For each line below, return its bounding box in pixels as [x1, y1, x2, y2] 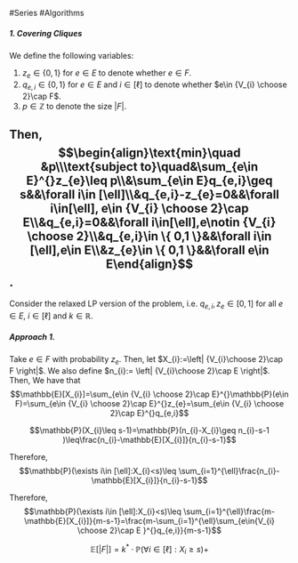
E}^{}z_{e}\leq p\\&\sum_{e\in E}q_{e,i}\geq [26, 173, 273, 188]
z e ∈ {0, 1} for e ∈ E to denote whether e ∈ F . [21, 67, 192, 80]
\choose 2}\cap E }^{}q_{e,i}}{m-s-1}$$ [77, 525, 222, 535]
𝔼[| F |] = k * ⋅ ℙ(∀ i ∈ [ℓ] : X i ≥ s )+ [90, 542, 209, 557]
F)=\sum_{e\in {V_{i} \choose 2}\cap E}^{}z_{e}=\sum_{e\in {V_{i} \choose [14, 398, 285, 408]
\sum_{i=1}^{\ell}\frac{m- [183, 506, 276, 517]
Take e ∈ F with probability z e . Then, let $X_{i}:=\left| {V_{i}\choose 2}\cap [9, 354, 283, 366]
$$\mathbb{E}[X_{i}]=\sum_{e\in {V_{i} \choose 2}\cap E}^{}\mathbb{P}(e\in [10, 389, 289, 399]
